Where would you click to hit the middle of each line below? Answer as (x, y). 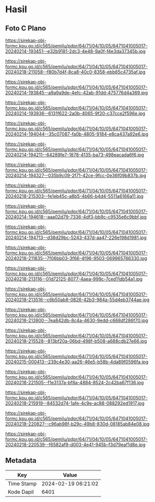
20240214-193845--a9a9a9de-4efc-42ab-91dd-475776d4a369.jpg (77, 93)
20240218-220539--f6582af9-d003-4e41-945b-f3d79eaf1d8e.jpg (75, 445)
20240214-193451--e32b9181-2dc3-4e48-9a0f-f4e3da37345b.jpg (75, 51)
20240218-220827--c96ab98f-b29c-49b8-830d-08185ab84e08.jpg (77, 424)
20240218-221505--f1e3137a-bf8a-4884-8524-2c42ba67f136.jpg (74, 382)
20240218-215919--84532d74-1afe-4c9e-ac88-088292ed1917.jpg (75, 403)
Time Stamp (22, 484)
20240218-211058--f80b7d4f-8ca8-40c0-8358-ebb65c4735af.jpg (75, 72)
